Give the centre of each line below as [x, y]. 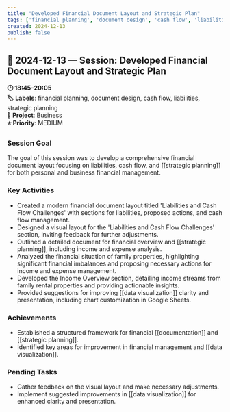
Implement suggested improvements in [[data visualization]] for [106, 394]
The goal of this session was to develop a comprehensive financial [101, 158]
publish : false [29, 33]
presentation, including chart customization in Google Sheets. [104, 300]
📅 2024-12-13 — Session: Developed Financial [107, 60]
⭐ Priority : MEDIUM [35, 123]
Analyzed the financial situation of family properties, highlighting [108, 256]
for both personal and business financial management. [84, 172]
